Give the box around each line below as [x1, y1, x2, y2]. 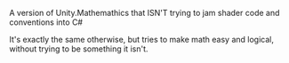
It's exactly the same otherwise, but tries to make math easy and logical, [9, 35, 274, 44]
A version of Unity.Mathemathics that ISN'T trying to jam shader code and [9, 8, 280, 18]
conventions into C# [9, 17, 83, 28]
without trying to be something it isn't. [9, 43, 149, 54]
